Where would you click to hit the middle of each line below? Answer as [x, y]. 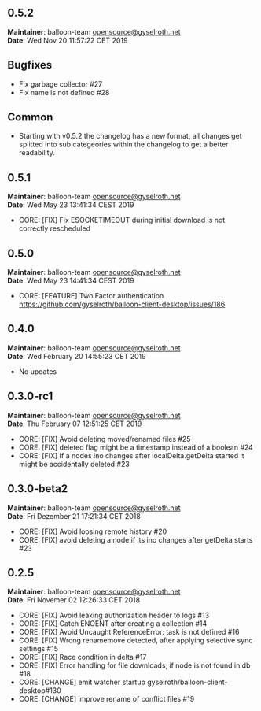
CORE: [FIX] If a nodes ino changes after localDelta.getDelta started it [131, 455]
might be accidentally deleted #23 [74, 464]
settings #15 [38, 649]
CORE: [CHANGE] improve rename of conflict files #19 [107, 699]
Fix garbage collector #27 [61, 84]
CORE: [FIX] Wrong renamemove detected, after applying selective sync [136, 640]
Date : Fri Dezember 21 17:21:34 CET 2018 [74, 516]
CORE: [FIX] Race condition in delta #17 [83, 657]
